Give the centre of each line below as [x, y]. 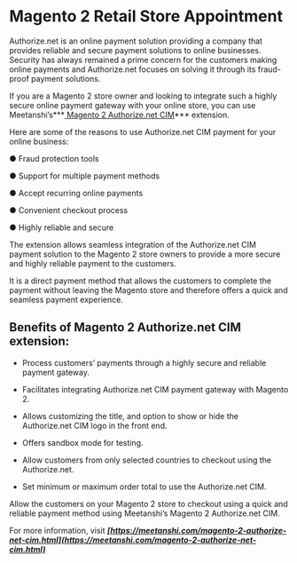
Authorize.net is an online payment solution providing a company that [136, 41]
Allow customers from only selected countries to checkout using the [147, 460]
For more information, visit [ [60, 530]
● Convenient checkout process [69, 210]
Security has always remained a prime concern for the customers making [143, 59]
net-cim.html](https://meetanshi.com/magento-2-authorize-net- [133, 540]
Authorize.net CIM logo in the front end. [94, 425]
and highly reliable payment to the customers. [93, 263]
